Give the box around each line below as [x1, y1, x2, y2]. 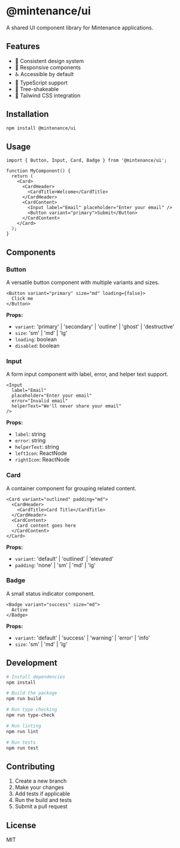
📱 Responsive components [14, 64, 81, 71]
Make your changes [14, 784, 64, 791]
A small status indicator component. [6, 590, 95, 597]
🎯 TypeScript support [14, 79, 68, 86]
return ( [11, 173, 33, 179]
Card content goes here [17, 523, 77, 529]
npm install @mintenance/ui [6, 125, 77, 131]
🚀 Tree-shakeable [14, 85, 59, 92]
